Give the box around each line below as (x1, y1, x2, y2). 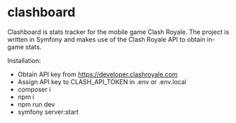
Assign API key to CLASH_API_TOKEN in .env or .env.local (17, 77, 186, 86)
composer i (17, 85, 51, 93)
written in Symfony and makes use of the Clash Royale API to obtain (7, 35, 206, 43)
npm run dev (17, 100, 55, 108)
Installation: (7, 56, 41, 64)
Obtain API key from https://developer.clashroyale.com (17, 70, 179, 78)
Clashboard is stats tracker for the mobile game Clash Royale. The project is (7, 28, 230, 36)
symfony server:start (17, 107, 79, 116)
